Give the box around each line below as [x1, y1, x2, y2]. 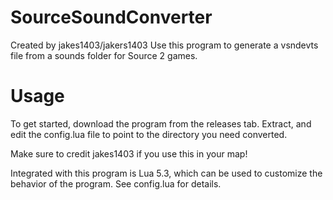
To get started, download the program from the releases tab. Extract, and [10, 117, 312, 130]
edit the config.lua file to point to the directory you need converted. [10, 128, 288, 140]
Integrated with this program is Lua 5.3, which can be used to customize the [10, 167, 323, 179]
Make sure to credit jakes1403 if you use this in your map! [10, 147, 248, 160]
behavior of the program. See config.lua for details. [10, 177, 222, 190]
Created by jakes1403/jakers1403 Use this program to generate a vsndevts [10, 39, 319, 51]
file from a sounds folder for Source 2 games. [10, 49, 198, 61]
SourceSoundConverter [10, 6, 213, 29]
